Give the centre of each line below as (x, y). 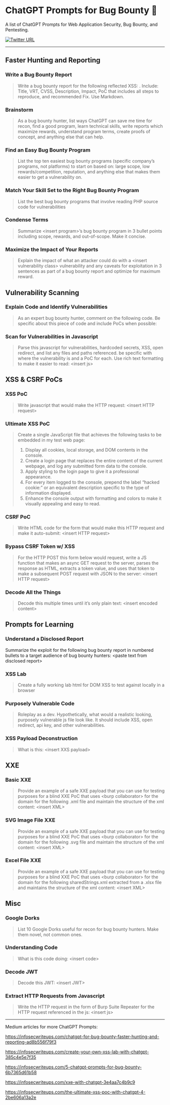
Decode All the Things (33, 592)
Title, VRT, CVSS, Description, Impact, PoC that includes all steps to (88, 91)
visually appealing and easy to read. (63, 504)
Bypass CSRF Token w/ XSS (40, 546)
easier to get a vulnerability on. (50, 177)
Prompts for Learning (40, 625)
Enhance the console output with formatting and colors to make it (93, 498)
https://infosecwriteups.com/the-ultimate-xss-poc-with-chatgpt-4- (75, 1092)
